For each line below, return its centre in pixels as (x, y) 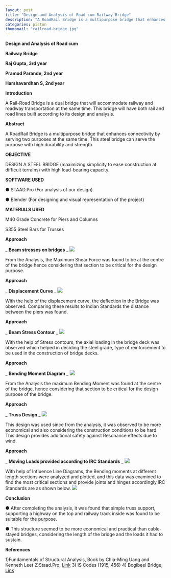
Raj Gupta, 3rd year (26, 63)
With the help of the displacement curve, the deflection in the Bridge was (82, 301)
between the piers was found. (36, 312)
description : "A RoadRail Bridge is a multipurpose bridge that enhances (86, 19)
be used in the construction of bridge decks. (52, 353)
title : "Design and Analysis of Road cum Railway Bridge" (68, 15)
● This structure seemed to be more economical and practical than (76, 529)
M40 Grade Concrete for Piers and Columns (52, 219)
